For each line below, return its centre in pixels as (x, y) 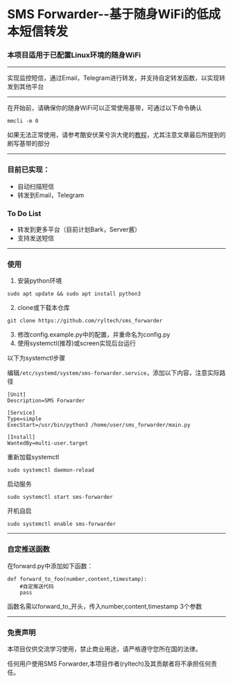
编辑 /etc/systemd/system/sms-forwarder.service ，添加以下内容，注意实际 (113, 373)
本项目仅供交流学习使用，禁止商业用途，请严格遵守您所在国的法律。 (104, 649)
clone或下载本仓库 (44, 308)
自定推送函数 (29, 550)
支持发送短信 (35, 238)
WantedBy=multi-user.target (48, 443)
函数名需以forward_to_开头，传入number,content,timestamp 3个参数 (105, 606)
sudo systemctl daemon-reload (51, 470)
